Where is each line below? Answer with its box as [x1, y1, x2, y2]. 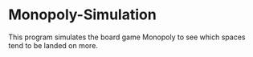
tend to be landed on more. [8, 40, 99, 50]
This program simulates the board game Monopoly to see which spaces [8, 32, 246, 42]
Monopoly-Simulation [8, 6, 157, 24]
